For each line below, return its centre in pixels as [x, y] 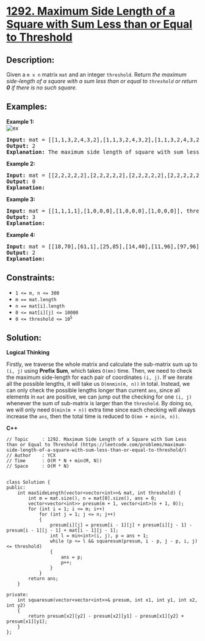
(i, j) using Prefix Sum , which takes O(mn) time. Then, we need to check [99, 371]
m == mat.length [36, 299]
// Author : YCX [31, 455]
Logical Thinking [28, 353]
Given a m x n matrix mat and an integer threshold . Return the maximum [97, 74]
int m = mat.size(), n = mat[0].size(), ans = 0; [92, 498]
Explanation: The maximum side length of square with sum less [103, 152]
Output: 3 [21, 217]
